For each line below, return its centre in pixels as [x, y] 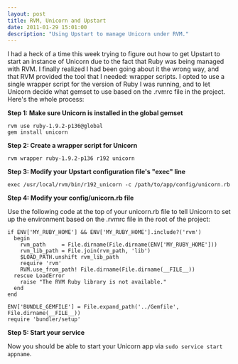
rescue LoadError [39, 276]
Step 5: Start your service [46, 333]
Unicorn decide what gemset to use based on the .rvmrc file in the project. [117, 92]
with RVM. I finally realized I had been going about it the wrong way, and [113, 69]
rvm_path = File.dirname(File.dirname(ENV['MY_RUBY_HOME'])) [119, 245]
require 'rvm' [41, 264]
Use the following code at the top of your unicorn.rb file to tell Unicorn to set [119, 212]
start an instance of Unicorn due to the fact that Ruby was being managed [116, 62]
